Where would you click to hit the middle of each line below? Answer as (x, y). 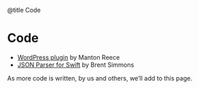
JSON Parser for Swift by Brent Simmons (76, 65)
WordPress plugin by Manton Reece (68, 57)
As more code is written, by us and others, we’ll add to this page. (100, 78)
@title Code (24, 10)
